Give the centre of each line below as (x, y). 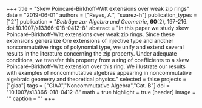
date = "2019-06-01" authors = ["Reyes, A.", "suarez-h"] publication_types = (102, 15)
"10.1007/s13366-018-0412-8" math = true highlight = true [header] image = (101, 92)
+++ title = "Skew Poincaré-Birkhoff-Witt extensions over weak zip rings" (98, 9)
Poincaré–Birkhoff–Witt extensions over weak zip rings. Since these (91, 34)
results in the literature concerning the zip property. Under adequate (92, 53)
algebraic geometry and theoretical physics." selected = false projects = (96, 79)
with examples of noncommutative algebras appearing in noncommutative (99, 73)
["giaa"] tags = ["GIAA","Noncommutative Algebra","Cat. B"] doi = (88, 86)
